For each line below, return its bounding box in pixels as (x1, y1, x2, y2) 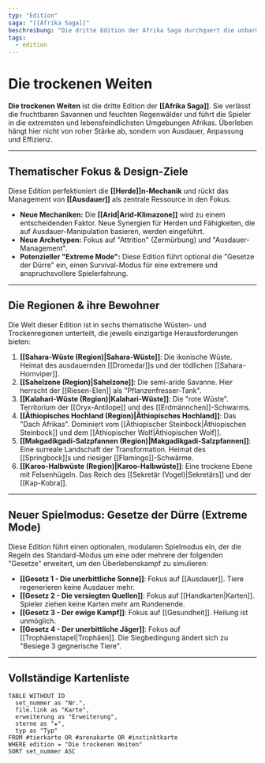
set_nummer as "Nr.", (15, 699, 87, 708)
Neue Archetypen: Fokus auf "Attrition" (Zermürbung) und (19, 235, 211, 244)
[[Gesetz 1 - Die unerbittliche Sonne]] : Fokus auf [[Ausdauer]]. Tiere (19, 574, 244, 584)
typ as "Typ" (15, 727, 58, 735)
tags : (8, 33, 26, 42)
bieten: (8, 337, 32, 346)
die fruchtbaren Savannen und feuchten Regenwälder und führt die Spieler (8, 110, 251, 119)
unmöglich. (19, 616, 57, 625)
